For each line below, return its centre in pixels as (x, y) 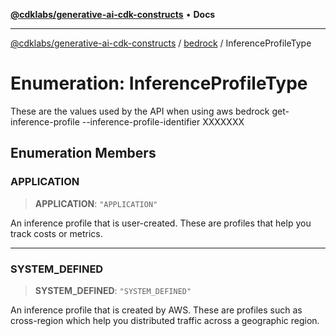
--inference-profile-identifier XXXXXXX (163, 121)
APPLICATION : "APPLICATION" (96, 203)
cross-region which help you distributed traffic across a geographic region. (165, 320)
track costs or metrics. (56, 233)
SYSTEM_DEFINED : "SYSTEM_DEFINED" (113, 290)
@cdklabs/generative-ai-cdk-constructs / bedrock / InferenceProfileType (161, 43)
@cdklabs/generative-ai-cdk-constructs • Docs (113, 14)
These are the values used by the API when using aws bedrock (140, 111)
